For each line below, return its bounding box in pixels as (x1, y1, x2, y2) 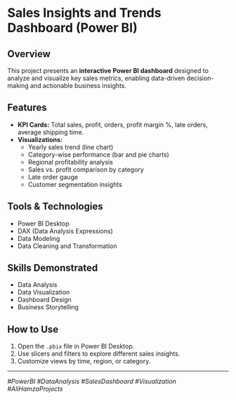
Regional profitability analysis (27, 157, 114, 166)
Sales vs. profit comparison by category (27, 165, 144, 174)
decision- (186, 74, 214, 82)
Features (7, 102, 47, 114)
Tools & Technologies (7, 200, 103, 212)
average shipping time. (17, 128, 84, 136)
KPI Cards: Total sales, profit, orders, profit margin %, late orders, (17, 120, 209, 129)
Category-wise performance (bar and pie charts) (27, 150, 170, 159)
